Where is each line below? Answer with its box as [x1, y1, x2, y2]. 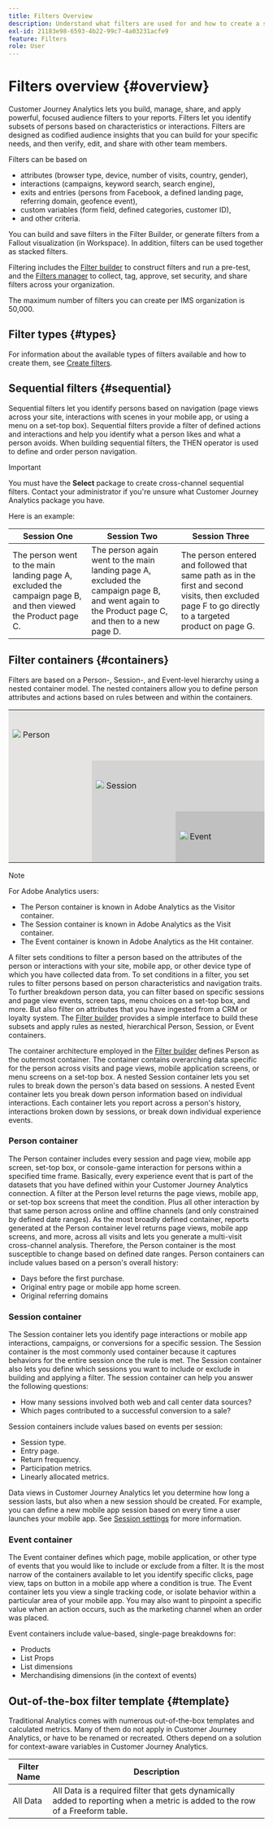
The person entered [180, 549, 258, 560]
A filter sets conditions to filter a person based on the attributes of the [8, 952, 242, 962]
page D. [91, 625, 122, 637]
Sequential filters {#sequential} [8, 382, 172, 396]
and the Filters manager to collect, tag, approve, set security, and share [8, 271, 248, 281]
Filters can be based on [8, 155, 88, 164]
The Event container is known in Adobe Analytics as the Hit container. [19, 936, 254, 946]
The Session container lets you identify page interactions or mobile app [8, 1330, 248, 1339]
